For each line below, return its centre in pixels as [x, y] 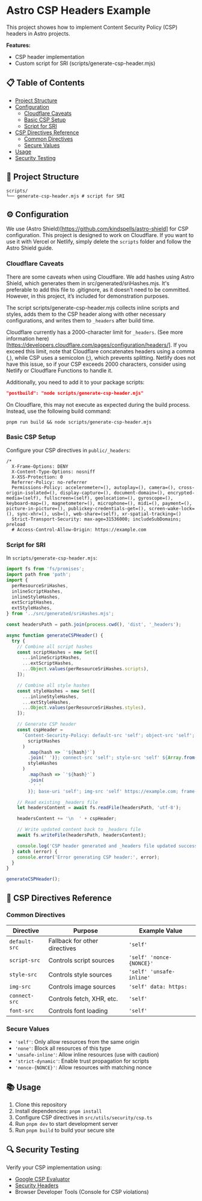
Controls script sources [81, 960]
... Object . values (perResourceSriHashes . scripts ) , [85, 669]
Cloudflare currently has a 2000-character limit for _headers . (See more [95, 332]
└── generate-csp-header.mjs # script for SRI [66, 196]
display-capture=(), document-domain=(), [112, 493]
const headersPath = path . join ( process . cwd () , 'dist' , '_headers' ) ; [94, 625]
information [20, 338]
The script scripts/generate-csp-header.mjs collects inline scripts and [93, 307]
